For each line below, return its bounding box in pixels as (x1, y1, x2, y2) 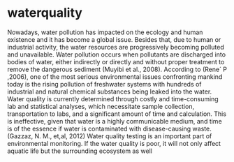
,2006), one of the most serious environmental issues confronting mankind (7, 72, 223, 81)
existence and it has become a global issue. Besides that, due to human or (7, 35, 221, 43)
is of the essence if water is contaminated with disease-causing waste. (7, 124, 212, 133)
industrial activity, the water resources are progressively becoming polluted (7, 43, 225, 51)
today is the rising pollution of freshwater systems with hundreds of (7, 80, 202, 88)
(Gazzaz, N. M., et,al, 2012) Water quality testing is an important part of (7, 131, 212, 140)
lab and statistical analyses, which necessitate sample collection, (7, 102, 194, 110)
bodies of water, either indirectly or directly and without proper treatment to (7, 57, 225, 66)
